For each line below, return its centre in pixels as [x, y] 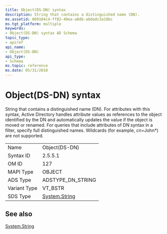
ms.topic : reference [27, 66]
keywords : [15, 29]
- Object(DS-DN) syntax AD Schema [41, 33]
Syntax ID [19, 155]
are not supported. [24, 135]
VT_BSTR [53, 188]
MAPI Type [20, 172]
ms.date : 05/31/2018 [27, 71]
